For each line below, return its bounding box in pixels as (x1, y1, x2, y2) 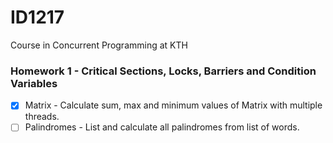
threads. (24, 111, 60, 123)
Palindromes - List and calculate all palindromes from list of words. (24, 121, 300, 133)
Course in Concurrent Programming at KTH (10, 39, 188, 51)
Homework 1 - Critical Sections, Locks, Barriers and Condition (10, 64, 317, 78)
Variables (10, 76, 58, 90)
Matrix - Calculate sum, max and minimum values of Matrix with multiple (24, 99, 323, 111)
